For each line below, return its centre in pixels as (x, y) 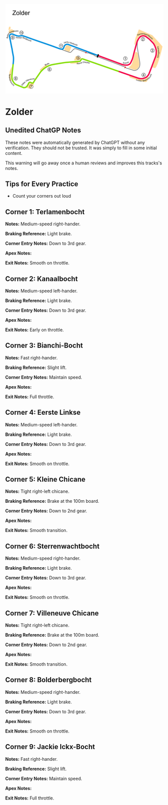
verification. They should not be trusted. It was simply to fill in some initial (81, 148)
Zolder (19, 112)
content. (14, 153)
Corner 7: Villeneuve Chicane (52, 613)
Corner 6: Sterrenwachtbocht (52, 546)
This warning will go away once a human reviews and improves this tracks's (83, 163)
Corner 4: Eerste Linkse (43, 413)
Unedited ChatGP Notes (43, 130)
